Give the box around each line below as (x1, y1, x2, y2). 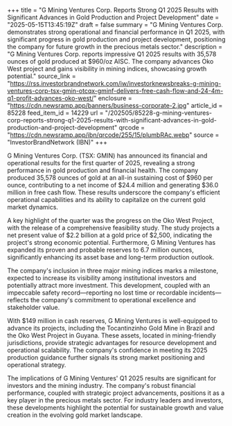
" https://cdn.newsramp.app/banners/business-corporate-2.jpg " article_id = (7, 102, 223, 109)
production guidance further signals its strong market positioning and (7, 353, 206, 362)
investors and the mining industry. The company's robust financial (7, 382, 196, 389)
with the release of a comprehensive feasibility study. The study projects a (7, 224, 220, 232)
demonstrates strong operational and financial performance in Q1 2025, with (7, 28, 225, 36)
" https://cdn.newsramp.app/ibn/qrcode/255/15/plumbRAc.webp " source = (7, 131, 220, 139)
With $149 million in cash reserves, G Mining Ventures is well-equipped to (7, 317, 218, 324)
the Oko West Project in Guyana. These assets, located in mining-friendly (7, 331, 217, 340)
